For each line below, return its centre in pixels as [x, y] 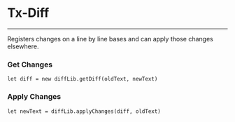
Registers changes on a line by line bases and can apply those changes [110, 39]
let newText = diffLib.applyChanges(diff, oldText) [84, 111]
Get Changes [30, 65]
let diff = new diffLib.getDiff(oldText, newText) [83, 79]
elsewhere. [23, 46]
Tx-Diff [28, 13]
